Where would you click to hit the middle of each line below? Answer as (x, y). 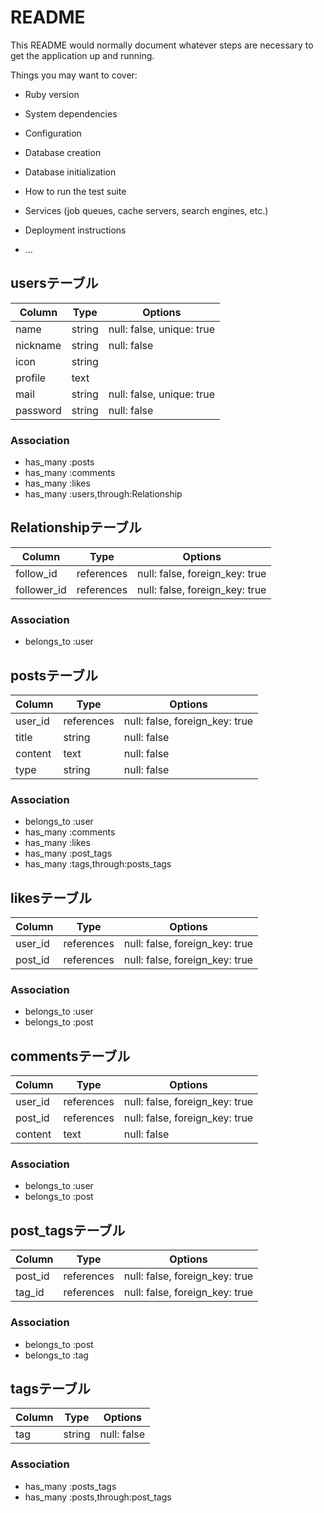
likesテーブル (51, 897)
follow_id (36, 573)
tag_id (30, 1293)
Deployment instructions (75, 230)
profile (31, 378)
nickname (38, 345)
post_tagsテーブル (68, 1230)
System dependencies (71, 113)
